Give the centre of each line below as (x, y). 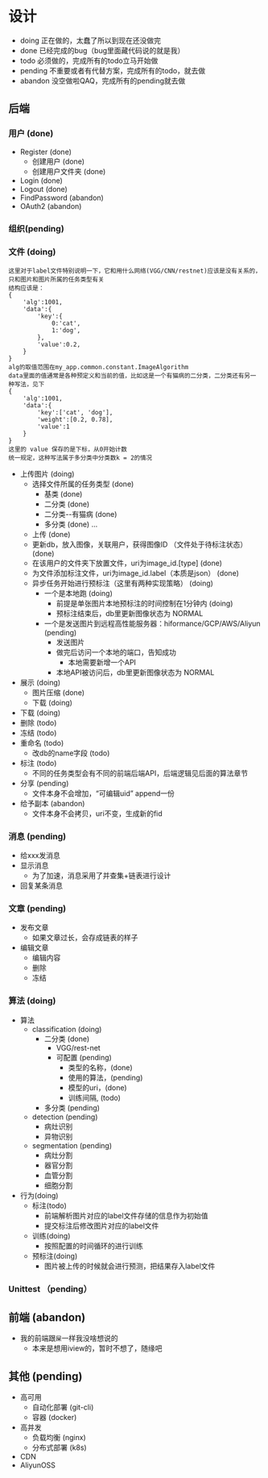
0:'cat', (66, 323)
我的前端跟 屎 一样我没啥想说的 (69, 1339)
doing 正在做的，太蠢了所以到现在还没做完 (90, 40)
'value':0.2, (59, 344)
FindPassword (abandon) (62, 198)
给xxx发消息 (40, 856)
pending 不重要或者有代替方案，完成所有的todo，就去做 (113, 70)
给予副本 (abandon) (52, 803)
